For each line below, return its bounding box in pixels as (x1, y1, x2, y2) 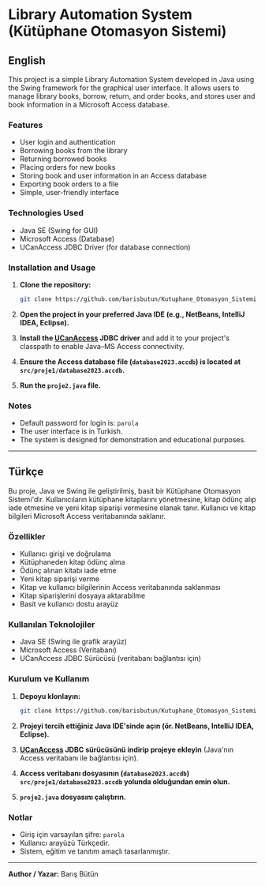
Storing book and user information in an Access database (19, 171, 207, 181)
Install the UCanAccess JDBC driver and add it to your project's (19, 333, 230, 343)
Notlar (8, 812, 33, 823)
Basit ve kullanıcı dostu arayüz (19, 599, 119, 609)
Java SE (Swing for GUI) (19, 225, 99, 235)
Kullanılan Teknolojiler (8, 619, 95, 630)
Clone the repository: (19, 280, 91, 289)
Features (8, 119, 43, 130)
